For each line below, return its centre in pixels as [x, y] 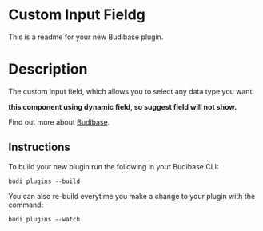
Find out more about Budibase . [59, 122]
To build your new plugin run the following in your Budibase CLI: [114, 166]
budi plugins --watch [44, 219]
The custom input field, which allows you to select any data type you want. [131, 91]
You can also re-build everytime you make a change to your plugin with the [132, 196]
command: [26, 205]
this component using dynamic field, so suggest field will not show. [123, 106]
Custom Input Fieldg [77, 15]
